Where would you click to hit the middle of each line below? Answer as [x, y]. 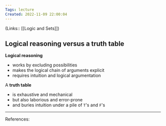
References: [17, 119]
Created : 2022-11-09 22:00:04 [36, 14]
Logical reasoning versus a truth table [65, 44]
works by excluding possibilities [45, 65]
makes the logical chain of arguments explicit [58, 70]
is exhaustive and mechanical [42, 94]
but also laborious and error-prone [47, 100]
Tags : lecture [20, 10]
